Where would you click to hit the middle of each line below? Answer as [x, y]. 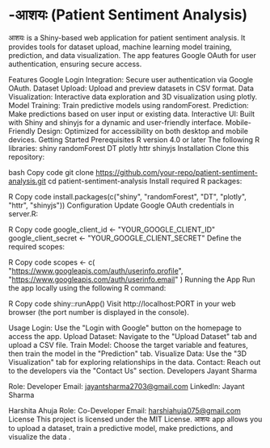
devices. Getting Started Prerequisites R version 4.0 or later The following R [134, 140]
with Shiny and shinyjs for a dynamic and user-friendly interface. [116, 122]
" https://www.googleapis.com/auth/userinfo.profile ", [96, 270]
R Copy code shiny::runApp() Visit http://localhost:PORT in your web [122, 304]
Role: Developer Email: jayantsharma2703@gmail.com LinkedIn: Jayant [127, 386]
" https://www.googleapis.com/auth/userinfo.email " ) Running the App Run [132, 279]
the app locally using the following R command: [87, 287]
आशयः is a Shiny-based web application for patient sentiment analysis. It [127, 37]
